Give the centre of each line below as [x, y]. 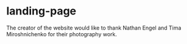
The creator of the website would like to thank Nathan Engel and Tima [94, 28]
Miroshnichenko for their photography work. [62, 34]
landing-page [41, 11]
